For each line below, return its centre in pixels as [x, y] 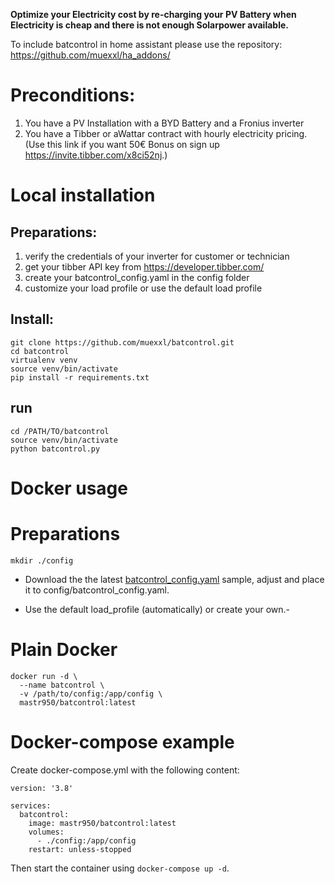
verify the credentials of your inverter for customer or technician [157, 256]
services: [31, 805]
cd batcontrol [40, 351]
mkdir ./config [42, 560]
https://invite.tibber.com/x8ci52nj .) [96, 155]
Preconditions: [73, 95]
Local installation [83, 195]
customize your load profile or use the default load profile [143, 288]
